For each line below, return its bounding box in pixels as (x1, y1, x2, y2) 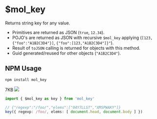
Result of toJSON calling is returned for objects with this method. (12, 45, 140, 51)
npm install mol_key (5, 77, 47, 82)
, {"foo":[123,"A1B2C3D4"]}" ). (53, 40, 114, 45)
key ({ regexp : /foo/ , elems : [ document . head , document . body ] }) (5, 109, 143, 115)
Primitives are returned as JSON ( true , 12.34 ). (12, 29, 105, 35)
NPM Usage (5, 64, 42, 73)
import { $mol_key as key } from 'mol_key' (5, 96, 95, 101)
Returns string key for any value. (5, 20, 71, 26)
